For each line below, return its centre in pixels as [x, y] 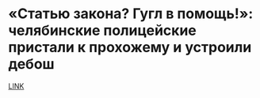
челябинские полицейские [102, 30]
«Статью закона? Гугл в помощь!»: [131, 14]
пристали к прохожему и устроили [130, 47]
